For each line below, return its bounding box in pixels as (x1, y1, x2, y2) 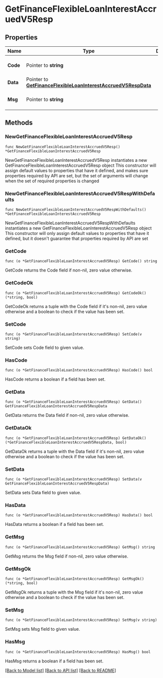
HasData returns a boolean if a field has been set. (5, 522, 104, 527)
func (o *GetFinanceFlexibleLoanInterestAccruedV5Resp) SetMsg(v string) (5, 618, 158, 622)
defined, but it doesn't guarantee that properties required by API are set (5, 235, 148, 241)
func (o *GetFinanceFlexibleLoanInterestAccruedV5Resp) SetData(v (5, 477, 142, 482)
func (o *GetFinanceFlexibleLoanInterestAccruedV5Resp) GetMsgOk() (5, 576, 145, 581)
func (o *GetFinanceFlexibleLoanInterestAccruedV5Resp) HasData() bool (5, 513, 153, 518)
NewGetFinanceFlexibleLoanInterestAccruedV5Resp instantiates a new (5, 157, 147, 163)
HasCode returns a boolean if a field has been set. (5, 376, 106, 382)
